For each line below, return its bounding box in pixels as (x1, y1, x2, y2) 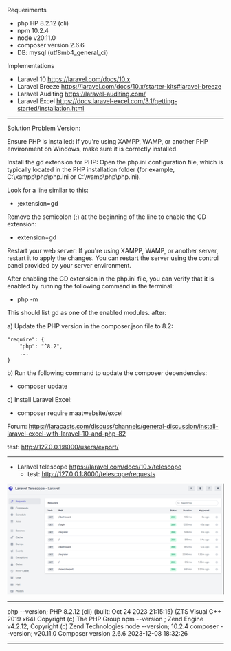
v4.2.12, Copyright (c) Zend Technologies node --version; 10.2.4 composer (7, 622, 219, 630)
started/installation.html (16, 105, 85, 112)
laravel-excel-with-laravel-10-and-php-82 (7, 429, 126, 438)
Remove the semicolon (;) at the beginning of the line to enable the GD (7, 213, 207, 221)
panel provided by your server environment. (7, 262, 132, 269)
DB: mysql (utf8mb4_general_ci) (16, 48, 109, 56)
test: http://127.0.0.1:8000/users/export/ (7, 443, 119, 451)
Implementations (7, 62, 55, 70)
